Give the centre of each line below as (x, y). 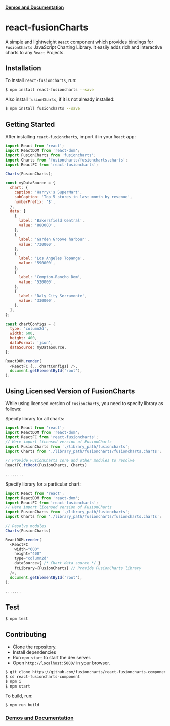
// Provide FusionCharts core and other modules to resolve (70, 461)
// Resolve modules (26, 526)
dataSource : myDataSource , (38, 347)
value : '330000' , (37, 301)
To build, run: (19, 696)
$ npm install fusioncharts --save (43, 109)
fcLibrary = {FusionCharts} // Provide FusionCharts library (78, 568)
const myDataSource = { (30, 183)
